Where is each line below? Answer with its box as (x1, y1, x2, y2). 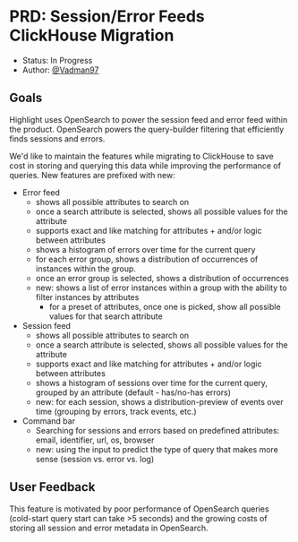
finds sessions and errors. (9, 133, 106, 144)
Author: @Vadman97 (21, 65, 99, 75)
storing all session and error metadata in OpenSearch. (9, 522, 209, 533)
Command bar (21, 415, 76, 426)
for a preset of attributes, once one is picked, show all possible (48, 301, 281, 312)
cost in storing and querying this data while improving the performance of (9, 159, 282, 171)
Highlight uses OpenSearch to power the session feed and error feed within (9, 114, 288, 125)
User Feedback (9, 479, 96, 495)
